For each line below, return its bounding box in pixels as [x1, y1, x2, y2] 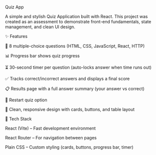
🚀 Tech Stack [5, 116, 32, 121]
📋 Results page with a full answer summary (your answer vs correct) [5, 86, 145, 92]
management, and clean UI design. [5, 24, 76, 30]
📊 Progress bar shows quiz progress [5, 53, 80, 58]
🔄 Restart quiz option [5, 97, 47, 103]
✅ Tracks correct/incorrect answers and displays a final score [5, 76, 130, 81]
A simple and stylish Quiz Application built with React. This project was [5, 14, 148, 19]
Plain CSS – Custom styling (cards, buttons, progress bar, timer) [5, 144, 134, 150]
